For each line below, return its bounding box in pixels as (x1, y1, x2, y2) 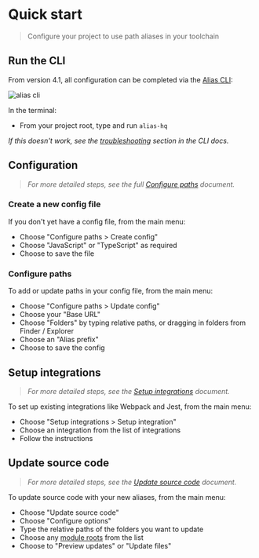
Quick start (8, 5, 82, 24)
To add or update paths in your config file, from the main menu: (8, 286, 213, 296)
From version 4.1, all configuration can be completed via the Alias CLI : (8, 75, 233, 84)
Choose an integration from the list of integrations (19, 425, 181, 435)
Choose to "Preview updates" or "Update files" (19, 541, 172, 550)
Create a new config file (8, 199, 101, 210)
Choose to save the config (19, 343, 105, 352)
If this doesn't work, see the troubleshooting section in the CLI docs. (8, 136, 229, 145)
